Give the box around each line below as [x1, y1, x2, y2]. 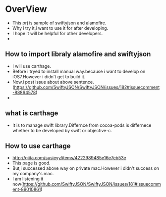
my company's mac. [12, 171, 54, 177]
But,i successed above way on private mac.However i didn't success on [12, 165, 160, 171]
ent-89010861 [12, 187, 41, 193]
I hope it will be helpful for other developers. [12, 30, 103, 36]
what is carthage [5, 109, 58, 117]
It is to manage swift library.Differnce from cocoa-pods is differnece [12, 122, 152, 128]
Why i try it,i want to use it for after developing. [12, 25, 109, 31]
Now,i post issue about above [12, 79, 73, 85]
